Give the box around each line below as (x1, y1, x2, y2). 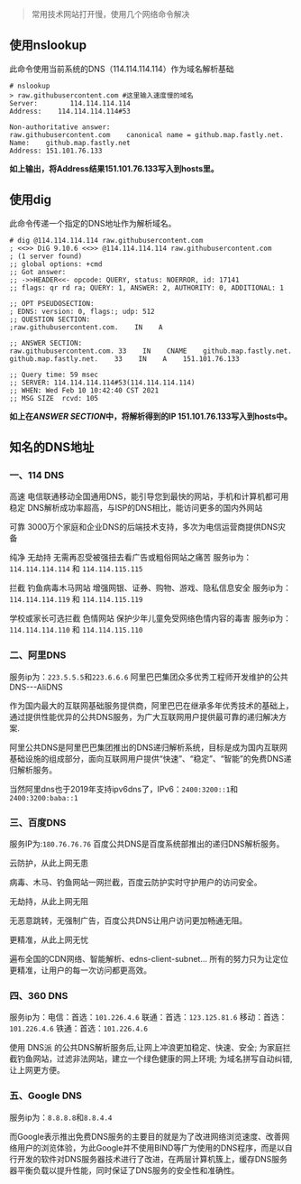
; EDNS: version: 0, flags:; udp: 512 (9, 307, 155, 316)
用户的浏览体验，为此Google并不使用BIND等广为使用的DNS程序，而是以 (16, 1142, 286, 1153)
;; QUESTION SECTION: (9, 315, 91, 324)
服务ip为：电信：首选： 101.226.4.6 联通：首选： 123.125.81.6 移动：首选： (9, 1012, 287, 1022)
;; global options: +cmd (9, 259, 103, 269)
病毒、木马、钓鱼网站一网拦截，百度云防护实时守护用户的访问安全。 (9, 876, 262, 887)
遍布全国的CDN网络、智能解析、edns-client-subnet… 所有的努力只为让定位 (9, 953, 288, 964)
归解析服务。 (9, 764, 57, 775)
